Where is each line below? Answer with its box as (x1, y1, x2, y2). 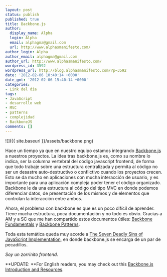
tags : (5, 91, 17, 96)
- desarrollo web (5, 101, 42, 106)
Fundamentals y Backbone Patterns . (5, 221, 80, 227)
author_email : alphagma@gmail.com (5, 54, 78, 59)
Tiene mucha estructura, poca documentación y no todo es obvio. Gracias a (5, 210, 162, 216)
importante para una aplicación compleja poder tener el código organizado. (5, 179, 161, 186)
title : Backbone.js (5, 21, 46, 27)
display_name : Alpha (10, 31, 53, 36)
